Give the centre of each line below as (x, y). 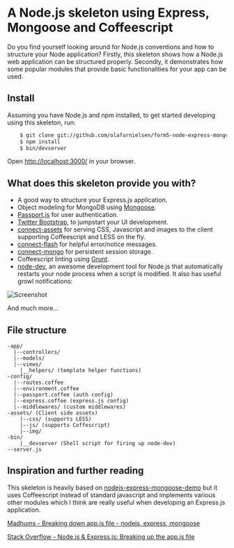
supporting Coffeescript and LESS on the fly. (81, 237)
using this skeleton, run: (41, 122)
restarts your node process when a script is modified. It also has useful (119, 274)
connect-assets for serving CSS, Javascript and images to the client (115, 229)
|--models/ (29, 358)
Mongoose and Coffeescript (90, 27)
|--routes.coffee (39, 382)
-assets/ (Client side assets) (53, 413)
